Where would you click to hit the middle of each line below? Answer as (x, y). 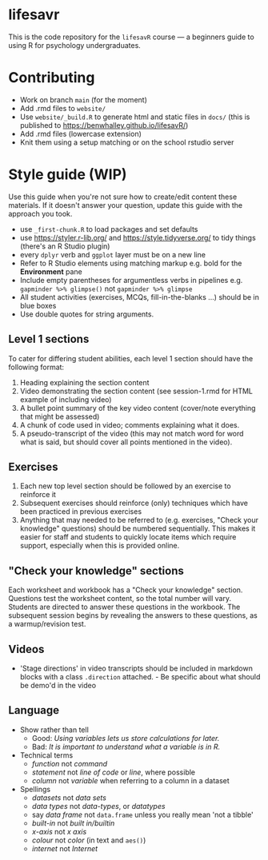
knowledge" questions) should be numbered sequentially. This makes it (138, 528)
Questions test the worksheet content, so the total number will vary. (120, 599)
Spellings (35, 789)
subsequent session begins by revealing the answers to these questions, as (133, 615)
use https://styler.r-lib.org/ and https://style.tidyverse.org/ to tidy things (138, 237)
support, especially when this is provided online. (100, 546)
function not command (70, 763)
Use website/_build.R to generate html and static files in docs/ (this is (135, 117)
